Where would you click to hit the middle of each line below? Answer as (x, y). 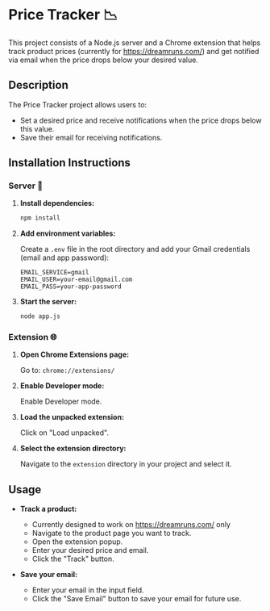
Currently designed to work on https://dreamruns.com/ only (131, 525)
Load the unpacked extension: (72, 417)
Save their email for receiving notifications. (91, 137)
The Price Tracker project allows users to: (78, 104)
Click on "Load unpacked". (64, 433)
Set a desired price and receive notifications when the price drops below (141, 120)
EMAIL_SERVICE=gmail (54, 273)
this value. (37, 128)
